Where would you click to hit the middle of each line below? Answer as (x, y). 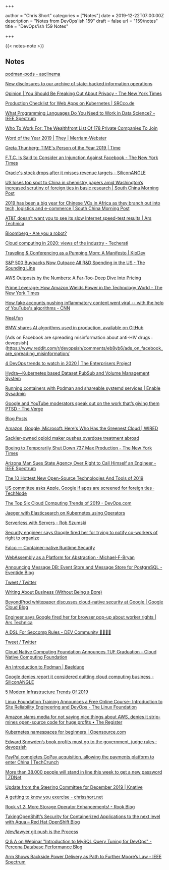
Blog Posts (16, 418)
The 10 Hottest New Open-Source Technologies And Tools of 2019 (74, 478)
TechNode (16, 493)
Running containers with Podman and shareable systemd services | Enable (83, 388)
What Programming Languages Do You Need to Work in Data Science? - (80, 113)
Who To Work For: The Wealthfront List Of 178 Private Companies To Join (81, 128)
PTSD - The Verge (24, 408)
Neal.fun (14, 318)
